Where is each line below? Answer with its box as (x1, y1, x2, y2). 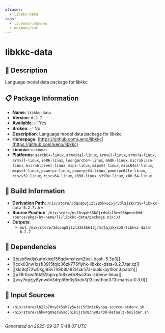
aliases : (5, 7, 23, 12)
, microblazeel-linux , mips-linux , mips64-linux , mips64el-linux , (23, 162, 154, 168)
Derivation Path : (12, 200, 46, 206)
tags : (5, 16, 16, 21)
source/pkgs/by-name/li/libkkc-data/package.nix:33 (12, 215, 120, 220)
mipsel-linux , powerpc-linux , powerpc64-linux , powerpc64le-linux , (12, 167, 146, 173)
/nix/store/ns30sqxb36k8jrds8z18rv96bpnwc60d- (47, 210, 145, 215)
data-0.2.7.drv (12, 205, 44, 210)
